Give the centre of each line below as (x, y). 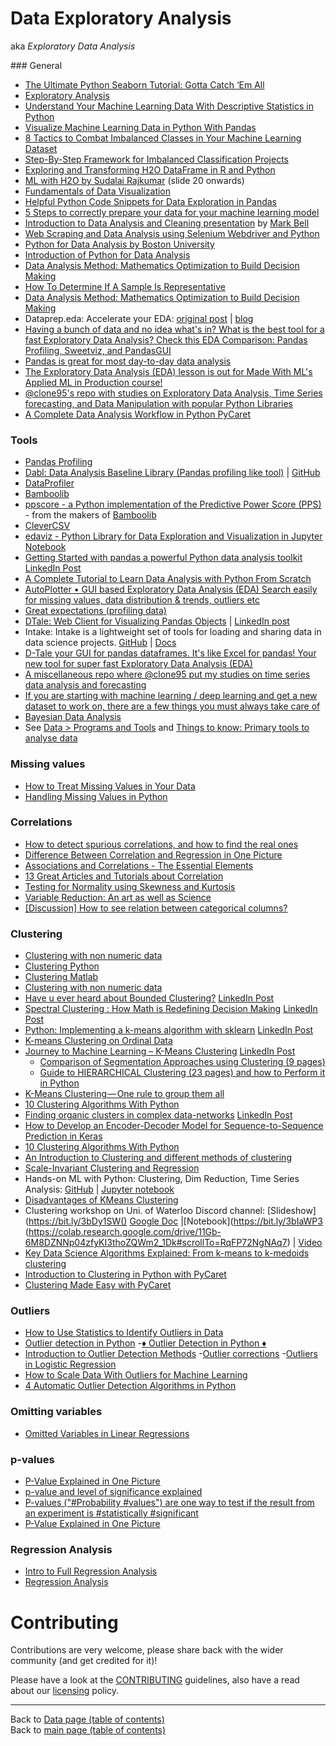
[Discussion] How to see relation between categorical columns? (156, 908)
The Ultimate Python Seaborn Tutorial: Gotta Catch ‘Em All (144, 84)
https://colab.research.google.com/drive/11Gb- (125, 1232)
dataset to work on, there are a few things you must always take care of (172, 706)
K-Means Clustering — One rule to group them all (124, 1094)
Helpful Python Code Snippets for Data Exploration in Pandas (151, 201)
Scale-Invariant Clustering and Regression (112, 1168)
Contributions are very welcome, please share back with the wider (147, 1650)
